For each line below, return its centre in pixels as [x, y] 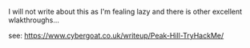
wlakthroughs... [34, 20]
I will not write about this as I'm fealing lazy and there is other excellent [125, 12]
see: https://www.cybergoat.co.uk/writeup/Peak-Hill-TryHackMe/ [116, 36]
